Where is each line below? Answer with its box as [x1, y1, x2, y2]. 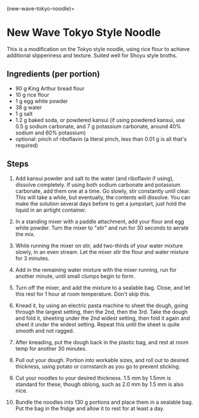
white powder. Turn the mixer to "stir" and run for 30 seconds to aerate [15, 224, 189, 231]
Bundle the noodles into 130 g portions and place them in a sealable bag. [15, 398, 193, 406]
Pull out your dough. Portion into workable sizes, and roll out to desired [15, 356, 189, 363]
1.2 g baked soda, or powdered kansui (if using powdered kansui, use [15, 116, 185, 124]
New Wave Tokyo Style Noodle [7, 26, 161, 39]
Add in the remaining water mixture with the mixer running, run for [15, 266, 177, 273]
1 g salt [15, 110, 33, 117]
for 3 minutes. [15, 254, 50, 262]
